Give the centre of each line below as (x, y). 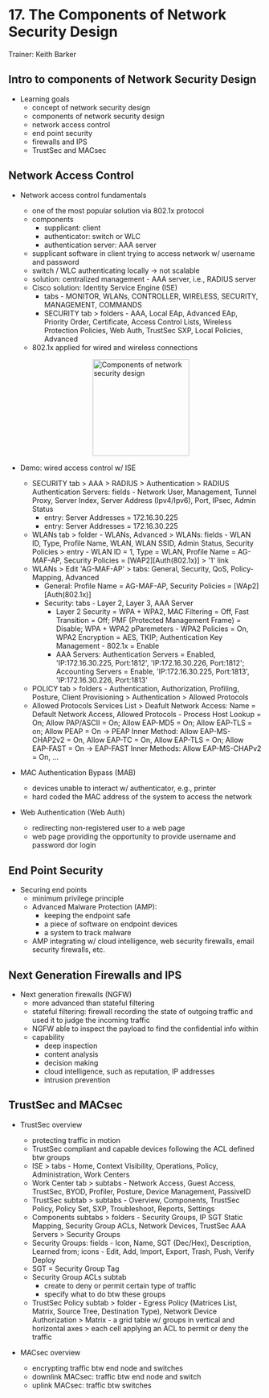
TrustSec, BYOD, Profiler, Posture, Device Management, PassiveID (141, 1191)
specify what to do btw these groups (105, 1294)
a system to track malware (88, 933)
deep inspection (71, 1045)
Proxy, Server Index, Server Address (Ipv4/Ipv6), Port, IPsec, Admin (144, 501)
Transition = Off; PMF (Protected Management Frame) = (149, 621)
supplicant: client (72, 228)
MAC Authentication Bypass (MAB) (78, 773)
